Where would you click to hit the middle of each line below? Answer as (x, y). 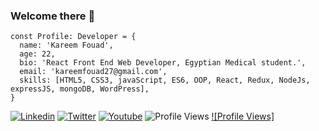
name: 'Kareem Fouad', (66, 45)
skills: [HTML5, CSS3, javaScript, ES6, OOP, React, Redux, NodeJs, (165, 80)
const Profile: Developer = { (73, 37)
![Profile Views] (243, 116)
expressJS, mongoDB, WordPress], (80, 89)
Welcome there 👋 (53, 16)
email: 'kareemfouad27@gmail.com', (93, 72)
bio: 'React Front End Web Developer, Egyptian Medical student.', (163, 63)
